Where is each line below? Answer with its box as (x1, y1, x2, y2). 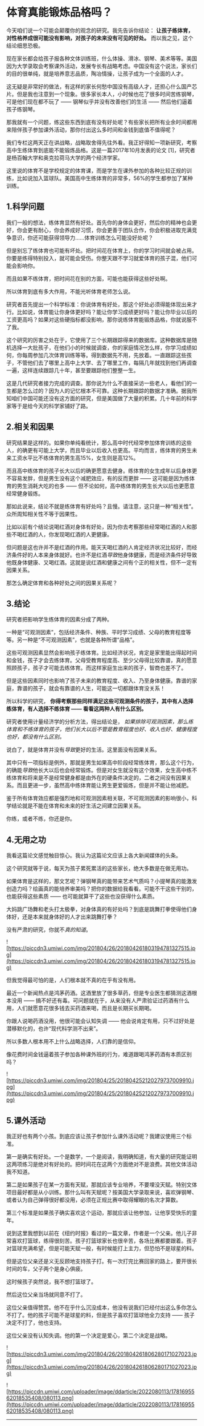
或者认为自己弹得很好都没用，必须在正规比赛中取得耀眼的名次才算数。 (6, 1196, 182, 1203)
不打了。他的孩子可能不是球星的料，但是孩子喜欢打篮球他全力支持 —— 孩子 (6, 1311, 195, 1319)
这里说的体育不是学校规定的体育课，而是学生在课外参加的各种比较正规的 (6, 167, 186, 174)
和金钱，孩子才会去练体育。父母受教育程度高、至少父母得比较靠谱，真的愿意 (6, 657, 197, 664)
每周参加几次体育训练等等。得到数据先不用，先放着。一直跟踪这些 (22, 351, 186, 358)
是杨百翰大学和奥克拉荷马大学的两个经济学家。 (6, 154, 123, 161)
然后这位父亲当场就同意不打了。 (6, 1291, 86, 1298)
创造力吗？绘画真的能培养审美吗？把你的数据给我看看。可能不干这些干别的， (6, 885, 197, 892)
